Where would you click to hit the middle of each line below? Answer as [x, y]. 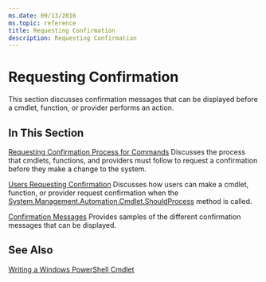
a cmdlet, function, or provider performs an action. [91, 108]
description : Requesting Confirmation [72, 38]
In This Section [46, 133]
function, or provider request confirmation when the [94, 193]
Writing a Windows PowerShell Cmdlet [71, 269]
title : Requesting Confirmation [62, 30]
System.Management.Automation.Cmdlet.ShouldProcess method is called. [130, 201]
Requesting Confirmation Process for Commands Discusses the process [127, 152]
